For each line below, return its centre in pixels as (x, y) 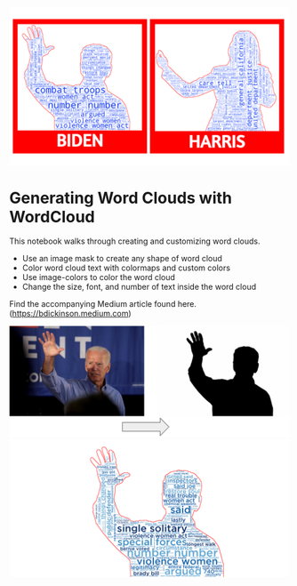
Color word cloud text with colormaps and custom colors (126, 268)
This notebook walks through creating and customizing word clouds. (135, 241)
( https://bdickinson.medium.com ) (70, 314)
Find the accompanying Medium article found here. (103, 304)
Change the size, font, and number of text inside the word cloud (139, 287)
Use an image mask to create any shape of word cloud (122, 259)
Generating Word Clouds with (121, 198)
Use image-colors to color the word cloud (99, 277)
